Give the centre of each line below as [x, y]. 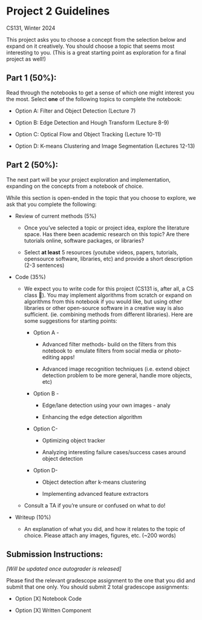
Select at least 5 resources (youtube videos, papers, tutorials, [101, 252]
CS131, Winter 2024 [31, 28]
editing [51, 357]
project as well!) [26, 59]
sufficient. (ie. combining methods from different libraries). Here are [109, 314]
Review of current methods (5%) [56, 216]
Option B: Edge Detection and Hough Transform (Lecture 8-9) [92, 122]
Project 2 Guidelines [58, 11]
